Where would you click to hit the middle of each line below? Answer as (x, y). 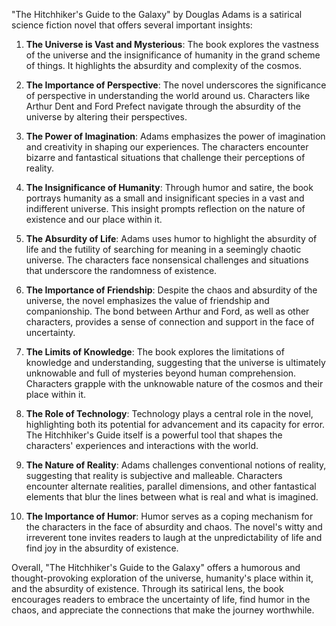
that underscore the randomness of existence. (121, 270)
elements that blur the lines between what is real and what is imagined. (172, 497)
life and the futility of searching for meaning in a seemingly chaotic (163, 249)
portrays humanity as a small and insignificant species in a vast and (165, 198)
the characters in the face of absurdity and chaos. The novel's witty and (174, 527)
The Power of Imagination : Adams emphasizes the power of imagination (175, 136)
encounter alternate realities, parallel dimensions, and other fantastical (171, 486)
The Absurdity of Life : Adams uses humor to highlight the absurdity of (171, 238)
